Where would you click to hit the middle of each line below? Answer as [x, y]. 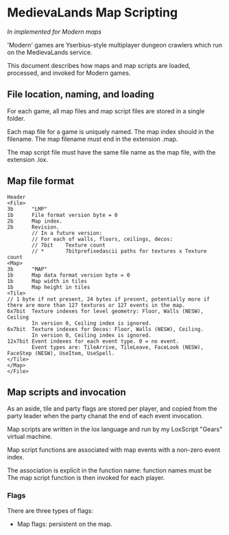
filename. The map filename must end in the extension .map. [93, 139]
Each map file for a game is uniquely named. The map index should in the [111, 131]
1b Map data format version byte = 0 [69, 275]
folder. [16, 118]
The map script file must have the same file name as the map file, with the [111, 152]
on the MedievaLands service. [50, 52]
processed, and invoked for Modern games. [69, 73]
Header [16, 197]
